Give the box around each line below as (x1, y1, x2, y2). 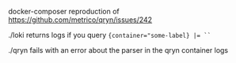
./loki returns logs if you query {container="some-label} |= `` (8, 31, 211, 39)
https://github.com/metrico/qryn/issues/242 (8, 15, 153, 24)
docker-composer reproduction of (8, 7, 120, 16)
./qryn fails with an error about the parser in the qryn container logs (8, 46, 229, 54)
